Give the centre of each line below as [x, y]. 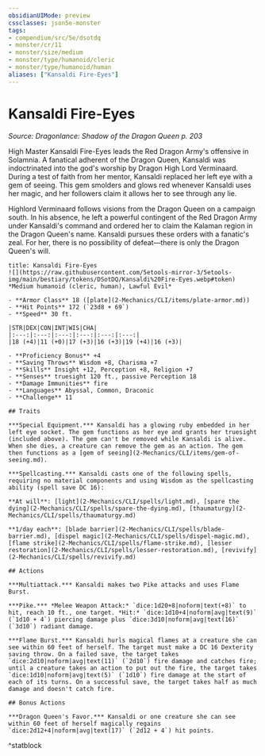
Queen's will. [29, 251]
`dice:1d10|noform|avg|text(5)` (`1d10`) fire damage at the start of [127, 675]
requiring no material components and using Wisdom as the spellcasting [131, 481]
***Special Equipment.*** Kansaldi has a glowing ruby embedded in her [129, 425]
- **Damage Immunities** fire [58, 383]
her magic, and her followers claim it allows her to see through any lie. [123, 193]
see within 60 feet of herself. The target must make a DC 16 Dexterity [131, 647]
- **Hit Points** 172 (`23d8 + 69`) [69, 307]
